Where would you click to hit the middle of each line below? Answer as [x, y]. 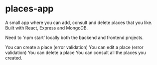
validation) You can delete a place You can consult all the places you [76, 52]
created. [14, 57]
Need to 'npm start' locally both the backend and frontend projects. [74, 37]
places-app [29, 9]
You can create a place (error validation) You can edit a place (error [74, 47]
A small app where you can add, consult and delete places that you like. [79, 22]
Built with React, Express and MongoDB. [47, 27]
